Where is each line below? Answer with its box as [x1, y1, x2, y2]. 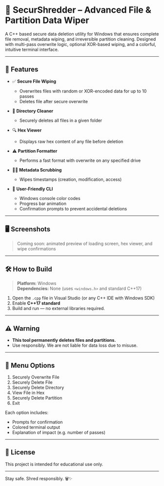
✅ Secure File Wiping [12, 78, 57, 84]
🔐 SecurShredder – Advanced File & [5, 4, 151, 16]
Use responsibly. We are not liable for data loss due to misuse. [12, 342, 138, 349]
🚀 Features [5, 66, 39, 74]
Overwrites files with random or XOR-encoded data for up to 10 [19, 88, 147, 94]
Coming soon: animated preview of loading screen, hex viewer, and [17, 241, 153, 246]
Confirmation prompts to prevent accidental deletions [19, 205, 127, 212]
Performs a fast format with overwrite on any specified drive [19, 157, 141, 163]
